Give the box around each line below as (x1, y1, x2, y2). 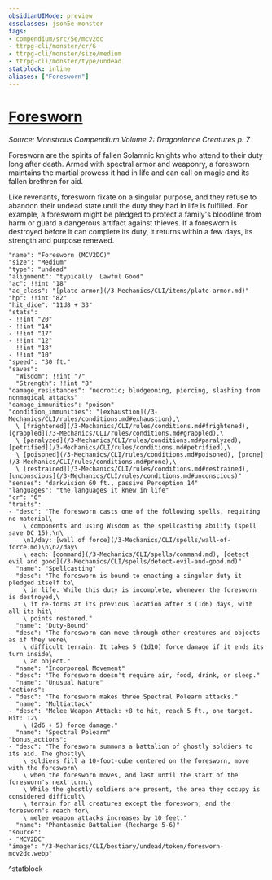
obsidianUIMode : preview (8, 11, 93, 20)
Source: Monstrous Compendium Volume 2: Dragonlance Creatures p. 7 (8, 134, 251, 144)
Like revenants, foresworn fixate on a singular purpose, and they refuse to (8, 192, 257, 202)
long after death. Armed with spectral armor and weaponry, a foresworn (8, 159, 250, 169)
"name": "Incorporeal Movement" (15, 664, 126, 672)
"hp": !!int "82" (8, 294, 68, 302)
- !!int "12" (8, 336, 53, 344)
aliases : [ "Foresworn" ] (8, 72, 90, 81)
